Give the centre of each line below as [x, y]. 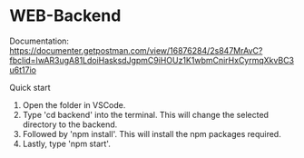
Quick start [30, 87]
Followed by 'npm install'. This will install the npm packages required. [152, 133]
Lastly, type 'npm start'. [66, 143]
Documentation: [39, 41]
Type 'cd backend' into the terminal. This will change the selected [146, 114]
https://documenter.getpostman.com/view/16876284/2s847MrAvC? [136, 50]
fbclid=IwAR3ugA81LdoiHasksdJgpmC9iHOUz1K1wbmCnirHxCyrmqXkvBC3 [152, 60]
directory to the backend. [70, 124]
